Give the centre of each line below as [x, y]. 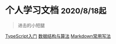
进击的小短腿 [31, 25]
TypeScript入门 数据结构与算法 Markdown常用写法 [58, 36]
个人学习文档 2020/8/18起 [56, 10]
